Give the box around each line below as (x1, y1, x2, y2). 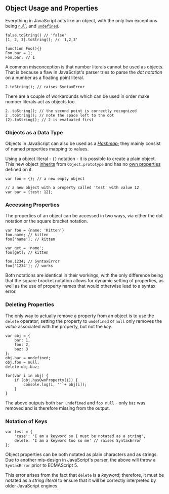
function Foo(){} (5, 46, 42, 51)
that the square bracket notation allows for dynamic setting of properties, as (5, 278, 164, 284)
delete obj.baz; (5, 364, 39, 369)
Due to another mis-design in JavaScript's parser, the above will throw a (5, 457, 156, 463)
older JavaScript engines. (5, 483, 59, 488)
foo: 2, (14, 342, 30, 347)
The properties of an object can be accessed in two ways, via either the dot (5, 213, 163, 219)
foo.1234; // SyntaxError (5, 259, 60, 264)
